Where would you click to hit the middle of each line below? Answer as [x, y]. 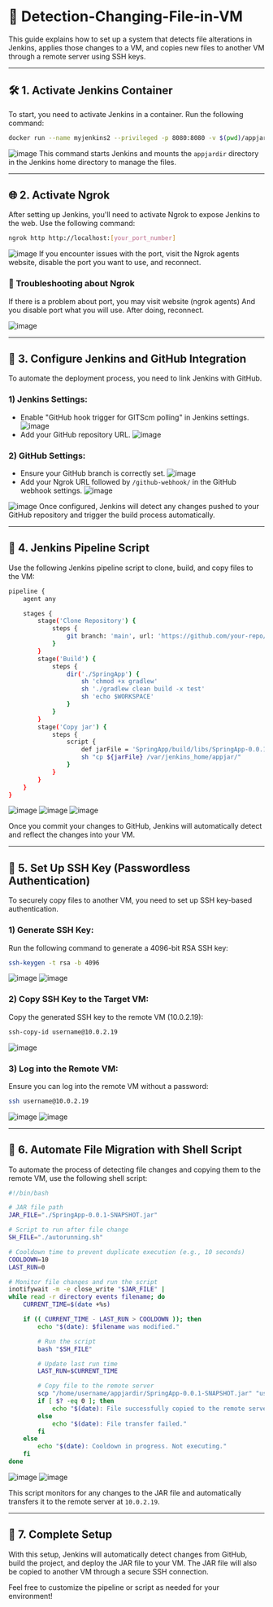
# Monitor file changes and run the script [83, 1282]
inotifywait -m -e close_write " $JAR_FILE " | [87, 1289]
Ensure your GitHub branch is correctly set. [93, 473]
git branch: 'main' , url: [110, 636]
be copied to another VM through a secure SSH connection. [108, 1571]
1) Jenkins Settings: [48, 399]
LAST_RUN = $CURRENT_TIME [78, 1371]
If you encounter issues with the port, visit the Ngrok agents [139, 254]
